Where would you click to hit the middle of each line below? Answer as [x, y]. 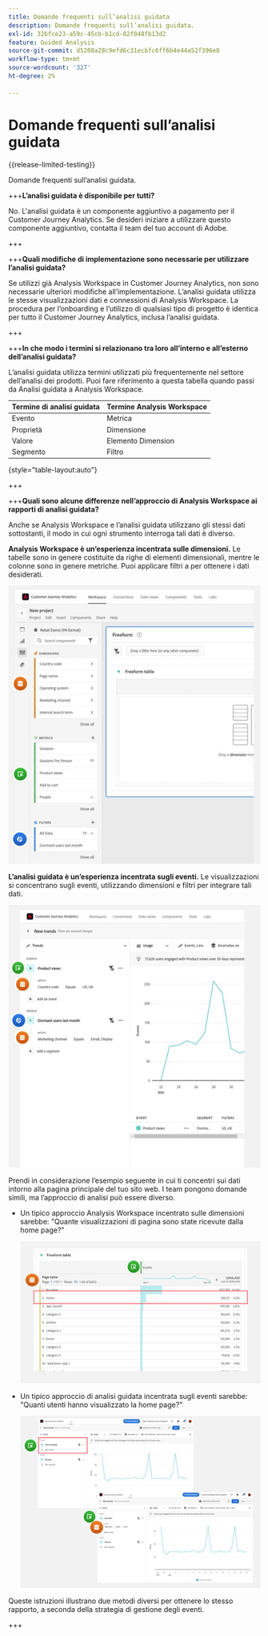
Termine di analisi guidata [56, 407]
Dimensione [126, 429]
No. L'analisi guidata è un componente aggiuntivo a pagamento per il [121, 211]
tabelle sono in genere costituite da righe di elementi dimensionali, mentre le [134, 557]
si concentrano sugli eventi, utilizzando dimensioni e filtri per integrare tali [130, 886]
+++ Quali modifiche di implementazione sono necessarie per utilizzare [129, 259]
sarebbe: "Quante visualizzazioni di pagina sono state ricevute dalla [132, 1221]
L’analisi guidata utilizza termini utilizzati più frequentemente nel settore [126, 372]
